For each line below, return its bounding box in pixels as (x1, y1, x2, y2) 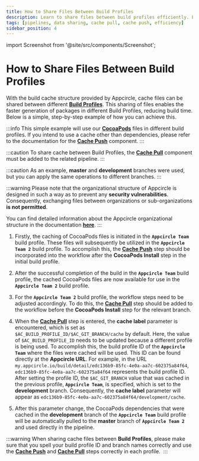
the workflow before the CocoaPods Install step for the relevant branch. (14, 306, 191, 313)
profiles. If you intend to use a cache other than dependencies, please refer (6, 131, 191, 138)
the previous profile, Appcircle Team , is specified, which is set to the (14, 381, 181, 388)
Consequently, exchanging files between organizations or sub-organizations (6, 197, 192, 205)
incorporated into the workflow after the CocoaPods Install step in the (14, 252, 187, 259)
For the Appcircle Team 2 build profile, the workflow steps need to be (14, 294, 184, 301)
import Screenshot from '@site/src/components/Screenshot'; (6, 42, 156, 49)
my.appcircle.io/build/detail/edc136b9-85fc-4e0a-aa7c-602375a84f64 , (14, 362, 190, 369)
